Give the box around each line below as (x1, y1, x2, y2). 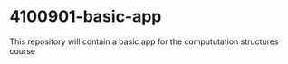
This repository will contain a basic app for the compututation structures (9, 36, 279, 47)
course (9, 45, 36, 56)
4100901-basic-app (9, 6, 162, 27)
